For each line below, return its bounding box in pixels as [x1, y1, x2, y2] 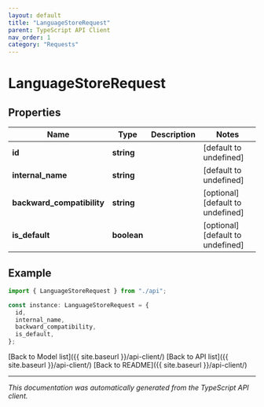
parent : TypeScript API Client [8, 26, 111, 34]
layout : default [8, 11, 61, 20]
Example [8, 266, 52, 280]
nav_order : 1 [8, 33, 51, 42]
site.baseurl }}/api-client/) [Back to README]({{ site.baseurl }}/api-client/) [8, 361, 247, 370]
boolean [112, 229, 144, 240]
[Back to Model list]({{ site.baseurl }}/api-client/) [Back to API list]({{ [8, 352, 229, 361]
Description [150, 129, 196, 140]
